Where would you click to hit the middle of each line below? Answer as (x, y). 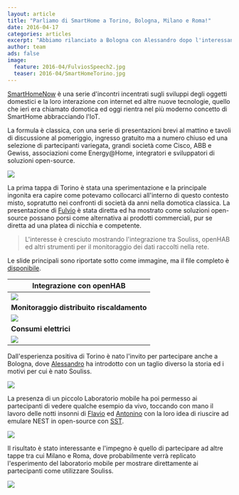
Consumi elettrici (41, 329)
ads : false (23, 54)
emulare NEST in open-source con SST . (66, 421)
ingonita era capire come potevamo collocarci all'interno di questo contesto (118, 195)
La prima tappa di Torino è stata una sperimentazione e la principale (107, 187)
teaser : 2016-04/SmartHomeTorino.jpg (70, 73)
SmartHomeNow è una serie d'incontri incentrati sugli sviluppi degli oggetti (117, 94)
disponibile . (24, 268)
